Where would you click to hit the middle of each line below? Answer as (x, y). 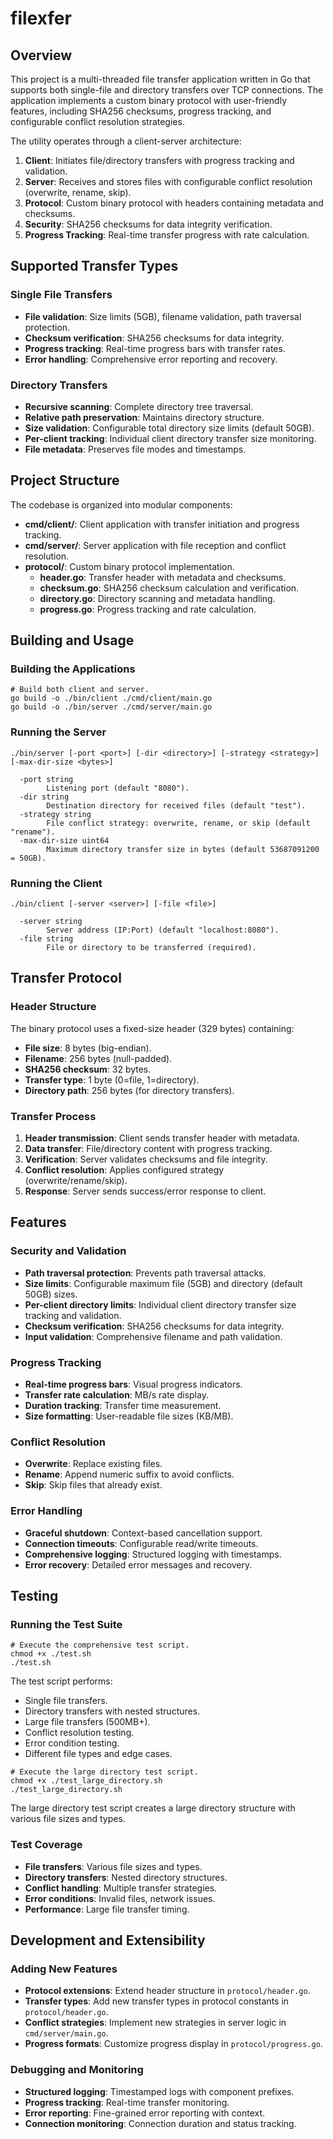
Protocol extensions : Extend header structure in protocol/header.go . (167, 1991)
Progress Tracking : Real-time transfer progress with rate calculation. (167, 235)
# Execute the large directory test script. (104, 1772)
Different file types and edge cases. (98, 1754)
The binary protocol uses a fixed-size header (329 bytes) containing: (152, 1028)
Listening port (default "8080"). (118, 788)
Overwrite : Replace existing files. (93, 1464)
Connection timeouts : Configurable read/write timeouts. (141, 1543)
